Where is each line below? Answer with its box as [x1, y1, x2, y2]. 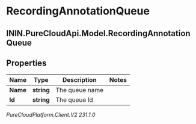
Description [62, 76, 97, 84]
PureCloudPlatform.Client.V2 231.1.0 [6, 111, 96, 119]
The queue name [55, 86, 104, 95]
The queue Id [55, 96, 93, 104]
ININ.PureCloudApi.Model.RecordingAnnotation [6, 28, 191, 39]
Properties [6, 58, 47, 68]
